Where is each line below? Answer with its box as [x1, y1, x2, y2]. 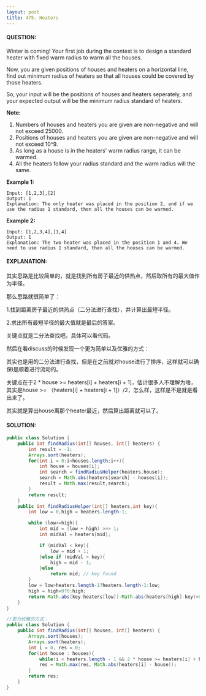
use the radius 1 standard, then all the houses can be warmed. [6, 206, 174, 212]
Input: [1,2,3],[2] [6, 190, 56, 196]
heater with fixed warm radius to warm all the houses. [6, 53, 142, 61]
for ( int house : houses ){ [28, 650, 95, 656]
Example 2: [6, 217, 36, 224]
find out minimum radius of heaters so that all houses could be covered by [6, 72, 194, 80]
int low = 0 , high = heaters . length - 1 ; [28, 509, 128, 515]
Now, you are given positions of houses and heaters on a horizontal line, [6, 66, 189, 73]
